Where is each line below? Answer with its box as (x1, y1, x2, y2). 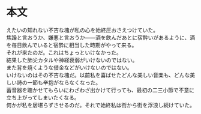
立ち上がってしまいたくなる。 (6, 94, 80, 101)
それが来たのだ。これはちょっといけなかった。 (6, 49, 122, 56)
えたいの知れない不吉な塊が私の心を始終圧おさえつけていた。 (6, 26, 159, 34)
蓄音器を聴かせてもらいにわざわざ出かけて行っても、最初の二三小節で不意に (6, 86, 195, 94)
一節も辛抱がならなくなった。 (26, 79, 101, 86)
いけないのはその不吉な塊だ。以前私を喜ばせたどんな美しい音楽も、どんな (6, 71, 190, 79)
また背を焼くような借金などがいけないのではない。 (6, 64, 133, 71)
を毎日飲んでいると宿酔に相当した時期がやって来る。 (6, 41, 137, 49)
